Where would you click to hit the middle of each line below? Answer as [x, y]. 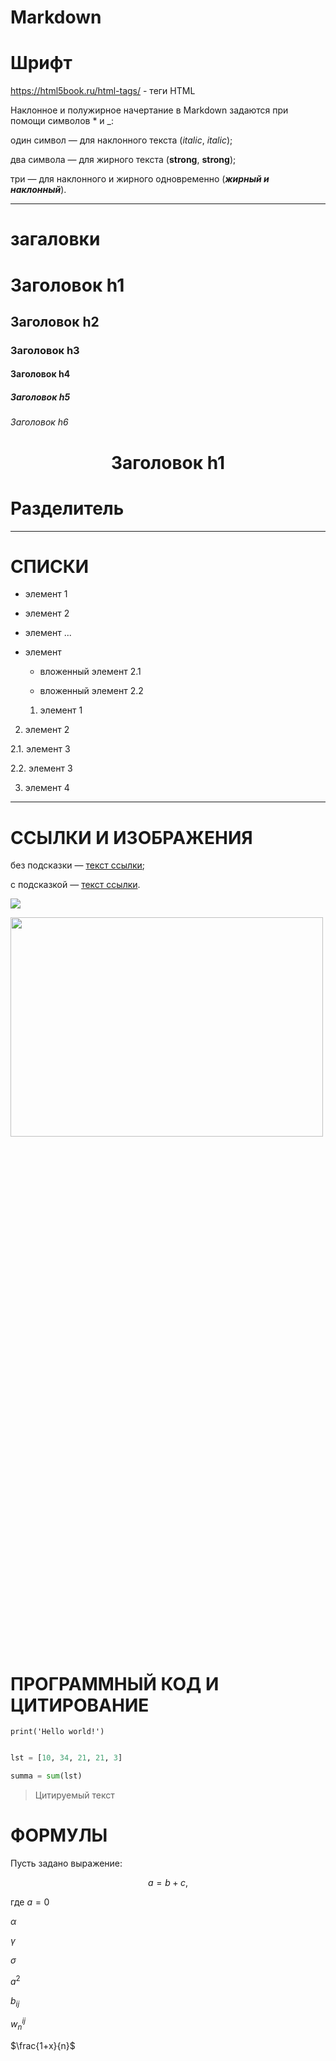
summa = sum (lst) [46, 1776]
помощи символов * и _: [62, 121]
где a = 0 [30, 1902]
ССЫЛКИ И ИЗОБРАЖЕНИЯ [131, 837]
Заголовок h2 [55, 321]
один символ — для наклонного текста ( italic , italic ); [121, 140]
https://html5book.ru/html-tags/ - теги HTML [103, 91]
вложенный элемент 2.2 [91, 691]
